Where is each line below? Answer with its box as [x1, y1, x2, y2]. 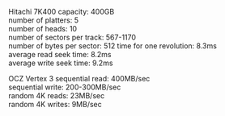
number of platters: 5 [8, 15, 79, 25]
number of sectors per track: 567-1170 [8, 32, 136, 42]
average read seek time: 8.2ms [8, 50, 112, 59]
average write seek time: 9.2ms [8, 58, 113, 68]
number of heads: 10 [8, 24, 78, 33]
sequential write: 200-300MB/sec [8, 82, 121, 92]
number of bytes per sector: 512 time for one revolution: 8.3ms [8, 41, 217, 51]
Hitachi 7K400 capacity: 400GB [8, 7, 115, 16]
